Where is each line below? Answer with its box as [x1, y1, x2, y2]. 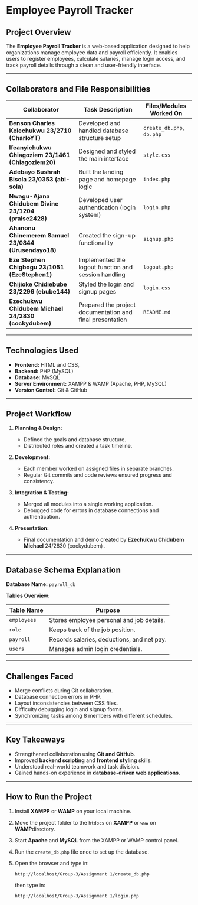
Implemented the [78, 255, 126, 263]
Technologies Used [6, 346, 78, 356]
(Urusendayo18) [9, 246, 57, 254]
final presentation [78, 315, 127, 324]
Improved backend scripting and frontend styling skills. [14, 757, 152, 764]
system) [78, 210, 101, 219]
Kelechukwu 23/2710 [9, 126, 72, 135]
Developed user [78, 196, 123, 204]
